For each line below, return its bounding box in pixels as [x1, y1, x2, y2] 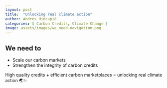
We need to [5, 44, 41, 52]
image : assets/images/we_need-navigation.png [5, 26, 101, 31]
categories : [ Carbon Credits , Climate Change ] [5, 21, 108, 26]
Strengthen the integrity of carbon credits [12, 62, 98, 68]
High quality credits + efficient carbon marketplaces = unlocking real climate [5, 72, 163, 78]
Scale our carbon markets [12, 57, 66, 63]
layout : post [5, 7, 32, 12]
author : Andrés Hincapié [5, 16, 57, 21]
